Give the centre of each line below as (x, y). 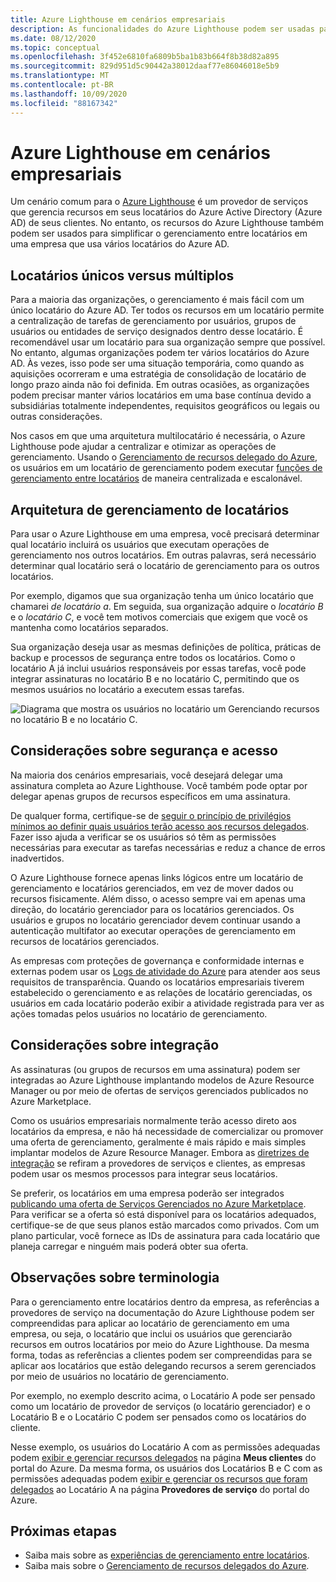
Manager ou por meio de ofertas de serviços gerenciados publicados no (159, 1090)
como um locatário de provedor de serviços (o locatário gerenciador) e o (160, 1406)
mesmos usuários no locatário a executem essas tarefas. (127, 690)
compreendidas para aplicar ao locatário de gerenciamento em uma (150, 1323)
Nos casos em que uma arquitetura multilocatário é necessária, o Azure (158, 436)
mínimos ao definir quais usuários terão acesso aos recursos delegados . (160, 826)
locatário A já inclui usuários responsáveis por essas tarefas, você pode (158, 668)
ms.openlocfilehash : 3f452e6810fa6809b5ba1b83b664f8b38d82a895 (145, 57)
